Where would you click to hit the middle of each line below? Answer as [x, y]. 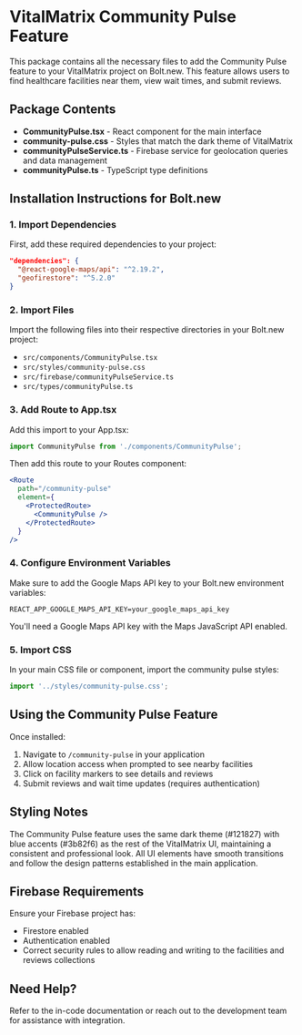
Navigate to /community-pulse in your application [114, 754]
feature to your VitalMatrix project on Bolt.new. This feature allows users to [150, 71]
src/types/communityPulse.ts [78, 387]
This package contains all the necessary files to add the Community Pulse [148, 61]
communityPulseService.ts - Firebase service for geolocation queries [155, 150]
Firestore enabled [55, 931]
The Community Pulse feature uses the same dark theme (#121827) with [145, 834]
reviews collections [59, 960]
